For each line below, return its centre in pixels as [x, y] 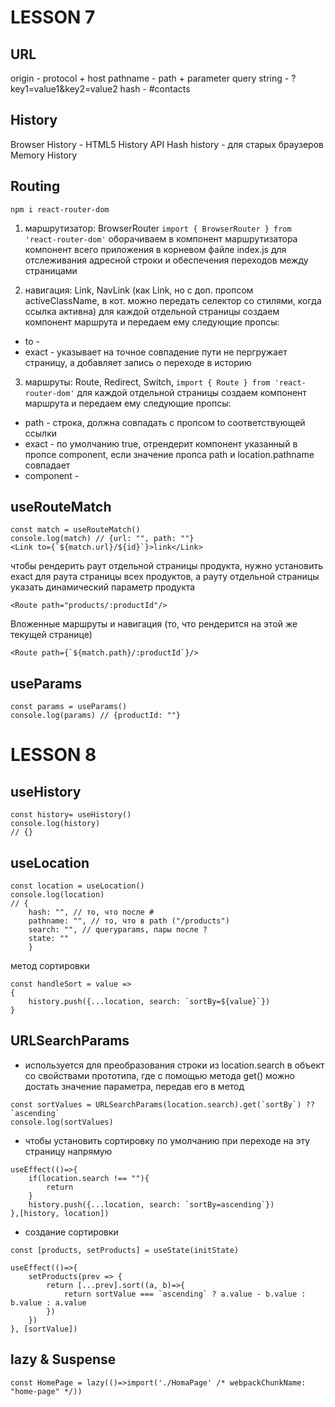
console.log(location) [57, 895]
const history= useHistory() [71, 815]
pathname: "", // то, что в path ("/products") [129, 921]
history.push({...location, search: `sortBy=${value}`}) [149, 1002]
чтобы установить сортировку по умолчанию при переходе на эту [167, 1140]
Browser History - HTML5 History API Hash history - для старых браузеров [167, 144]
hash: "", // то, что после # [91, 912]
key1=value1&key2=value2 [64, 89]
